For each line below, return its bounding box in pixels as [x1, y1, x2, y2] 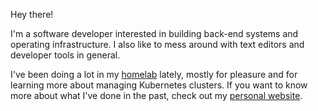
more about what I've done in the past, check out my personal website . [10, 90, 303, 101]
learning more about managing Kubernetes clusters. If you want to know [10, 79, 308, 91]
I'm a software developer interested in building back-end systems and [10, 28, 299, 39]
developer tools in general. [10, 49, 121, 61]
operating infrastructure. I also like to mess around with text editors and [10, 39, 305, 50]
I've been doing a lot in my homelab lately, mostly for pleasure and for [10, 69, 298, 80]
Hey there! [10, 9, 54, 20]
